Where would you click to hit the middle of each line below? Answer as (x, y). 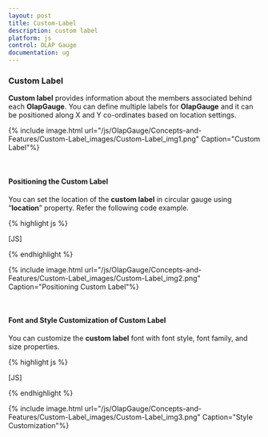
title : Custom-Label (43, 23)
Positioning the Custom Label (58, 181)
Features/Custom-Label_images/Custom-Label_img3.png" (105, 417)
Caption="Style (228, 417)
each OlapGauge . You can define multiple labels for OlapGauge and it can (131, 107)
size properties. (34, 346)
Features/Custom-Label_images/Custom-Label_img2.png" (105, 278)
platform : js (30, 38)
